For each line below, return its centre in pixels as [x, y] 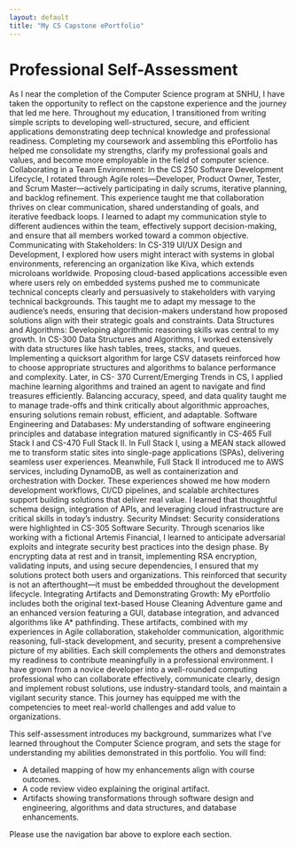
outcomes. [42, 780]
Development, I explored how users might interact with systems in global [142, 255]
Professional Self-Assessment [124, 70]
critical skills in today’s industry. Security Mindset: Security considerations [145, 519]
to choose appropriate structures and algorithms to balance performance [143, 368]
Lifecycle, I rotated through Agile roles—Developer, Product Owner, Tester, [145, 179]
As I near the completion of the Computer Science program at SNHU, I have [147, 94]
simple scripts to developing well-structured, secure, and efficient [129, 123]
